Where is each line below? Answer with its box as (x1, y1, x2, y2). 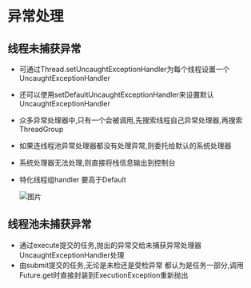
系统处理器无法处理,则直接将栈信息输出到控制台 (18, 158, 176, 167)
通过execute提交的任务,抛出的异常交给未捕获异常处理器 (18, 240, 202, 250)
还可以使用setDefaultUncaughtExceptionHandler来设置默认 (18, 90, 214, 99)
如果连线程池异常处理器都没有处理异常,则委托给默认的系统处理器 (18, 141, 232, 150)
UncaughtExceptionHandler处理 (18, 250, 125, 260)
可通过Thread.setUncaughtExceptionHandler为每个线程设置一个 (18, 65, 230, 74)
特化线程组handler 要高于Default (18, 175, 127, 184)
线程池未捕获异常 (7, 218, 92, 231)
